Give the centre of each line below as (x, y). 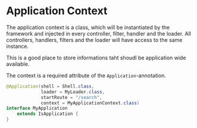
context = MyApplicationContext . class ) (90, 103)
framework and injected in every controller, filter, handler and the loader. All (99, 33)
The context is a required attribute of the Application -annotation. (86, 75)
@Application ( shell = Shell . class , (50, 86)
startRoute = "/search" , (71, 97)
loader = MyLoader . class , (73, 92)
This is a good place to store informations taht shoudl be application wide (96, 57)
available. (18, 64)
